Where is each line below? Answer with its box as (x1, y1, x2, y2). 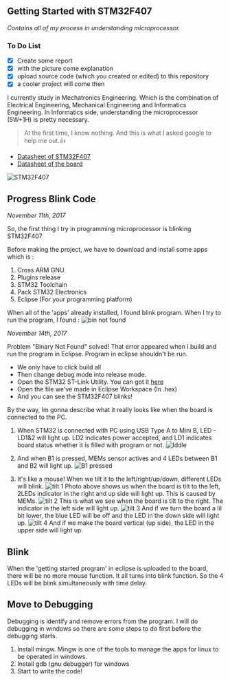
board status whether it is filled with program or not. (16, 441, 165, 449)
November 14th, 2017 (7, 329, 67, 338)
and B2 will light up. (16, 462, 73, 470)
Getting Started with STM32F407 (7, 6, 152, 17)
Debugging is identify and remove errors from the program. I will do (7, 617, 198, 625)
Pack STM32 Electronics (16, 288, 87, 296)
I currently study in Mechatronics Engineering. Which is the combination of (7, 94, 219, 102)
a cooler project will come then (16, 80, 105, 88)
